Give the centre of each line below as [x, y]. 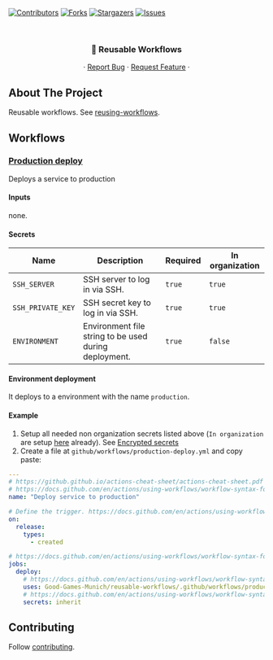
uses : [32, 587]
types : [34, 534]
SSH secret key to [117, 303]
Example [24, 415]
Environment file [114, 326]
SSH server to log [116, 279]
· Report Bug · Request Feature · [136, 67]
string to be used [115, 336]
